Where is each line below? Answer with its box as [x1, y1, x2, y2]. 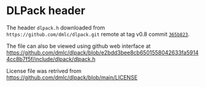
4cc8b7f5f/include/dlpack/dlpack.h [6, 55, 96, 62]
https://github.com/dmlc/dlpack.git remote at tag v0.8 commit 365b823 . [6, 30, 190, 37]
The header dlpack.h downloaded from [6, 24, 105, 31]
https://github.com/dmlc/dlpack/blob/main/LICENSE [6, 74, 138, 81]
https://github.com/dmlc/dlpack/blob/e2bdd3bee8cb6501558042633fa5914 [6, 48, 199, 56]
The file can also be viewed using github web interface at [6, 42, 151, 50]
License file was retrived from [6, 67, 81, 74]
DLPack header [6, 4, 86, 18]
